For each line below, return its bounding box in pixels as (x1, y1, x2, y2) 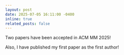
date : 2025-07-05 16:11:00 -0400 (5, 12, 75, 17)
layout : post (5, 7, 32, 12)
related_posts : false (5, 21, 50, 26)
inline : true (5, 16, 32, 21)
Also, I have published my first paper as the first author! (5, 44, 120, 50)
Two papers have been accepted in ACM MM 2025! (5, 35, 111, 41)
